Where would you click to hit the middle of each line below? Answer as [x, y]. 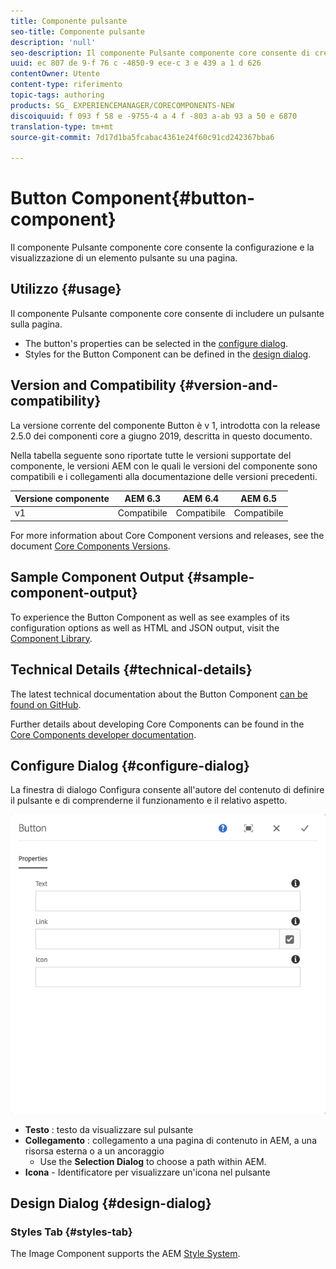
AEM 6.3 [143, 499]
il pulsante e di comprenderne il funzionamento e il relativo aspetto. [149, 801]
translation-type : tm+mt [62, 126]
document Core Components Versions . [90, 546]
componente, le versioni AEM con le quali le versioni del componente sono [164, 466]
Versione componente [62, 499]
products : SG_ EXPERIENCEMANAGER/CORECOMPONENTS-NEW [122, 105]
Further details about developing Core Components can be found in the [157, 724]
